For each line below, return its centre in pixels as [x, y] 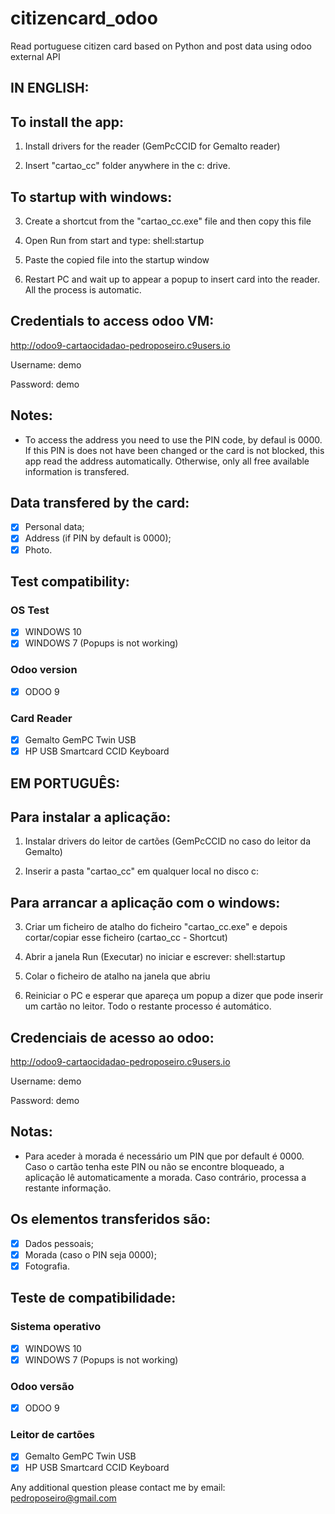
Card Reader [41, 718]
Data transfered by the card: [100, 502]
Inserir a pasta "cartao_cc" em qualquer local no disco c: [142, 871]
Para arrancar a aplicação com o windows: [145, 902]
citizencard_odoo [84, 18]
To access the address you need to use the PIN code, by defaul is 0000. [173, 439]
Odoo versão [42, 1386]
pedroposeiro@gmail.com [63, 1498]
